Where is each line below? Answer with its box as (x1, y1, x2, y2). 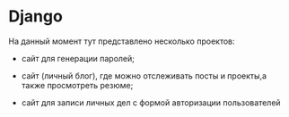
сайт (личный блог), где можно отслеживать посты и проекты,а (21, 70, 267, 81)
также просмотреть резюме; (21, 79, 134, 90)
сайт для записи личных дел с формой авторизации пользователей (21, 96, 281, 108)
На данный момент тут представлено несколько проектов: (8, 36, 235, 46)
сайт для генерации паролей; (21, 53, 136, 63)
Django (8, 6, 64, 27)
